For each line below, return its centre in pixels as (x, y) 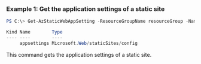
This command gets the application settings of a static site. (79, 54)
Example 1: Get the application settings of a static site (86, 9)
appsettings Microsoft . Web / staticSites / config (78, 43)
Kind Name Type (34, 32)
